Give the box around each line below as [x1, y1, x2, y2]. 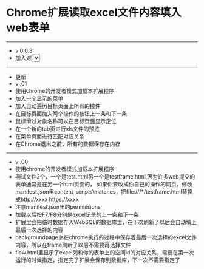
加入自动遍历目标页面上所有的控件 [15, 102, 101, 109]
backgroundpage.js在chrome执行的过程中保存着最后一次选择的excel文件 [15, 233, 197, 240]
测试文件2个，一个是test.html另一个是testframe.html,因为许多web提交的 [15, 172, 195, 180]
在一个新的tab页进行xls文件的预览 [15, 125, 100, 132]
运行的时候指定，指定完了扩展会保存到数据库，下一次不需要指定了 [15, 256, 180, 264]
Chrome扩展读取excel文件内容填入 [6, 5, 182, 19]
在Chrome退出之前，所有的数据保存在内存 [15, 140, 121, 148]
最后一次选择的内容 [15, 226, 64, 233]
